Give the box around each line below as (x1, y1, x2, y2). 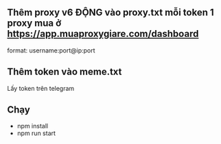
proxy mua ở (7, 18, 62, 29)
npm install (16, 122, 49, 130)
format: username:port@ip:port (7, 46, 95, 55)
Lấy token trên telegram (7, 84, 75, 92)
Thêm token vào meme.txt (7, 66, 122, 78)
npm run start (16, 129, 56, 137)
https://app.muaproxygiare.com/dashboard (7, 28, 199, 40)
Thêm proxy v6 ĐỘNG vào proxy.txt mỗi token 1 (7, 7, 214, 18)
